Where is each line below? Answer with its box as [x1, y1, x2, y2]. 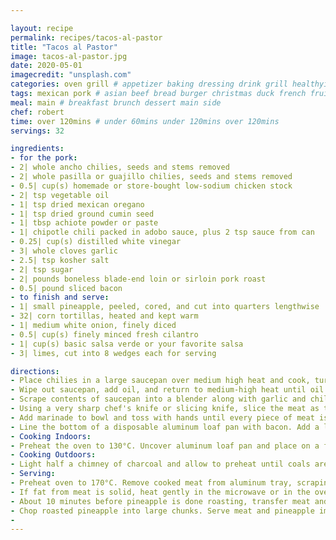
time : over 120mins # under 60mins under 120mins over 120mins [10, 116, 280, 126]
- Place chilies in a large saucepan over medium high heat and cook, [10, 376, 311, 386]
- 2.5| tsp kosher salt [10, 255, 110, 265]
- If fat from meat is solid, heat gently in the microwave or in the [10, 487, 311, 497]
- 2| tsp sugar [10, 264, 74, 275]
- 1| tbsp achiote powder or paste [10, 218, 159, 228]
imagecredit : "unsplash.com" [10, 70, 132, 80]
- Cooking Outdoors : [10, 450, 97, 460]
